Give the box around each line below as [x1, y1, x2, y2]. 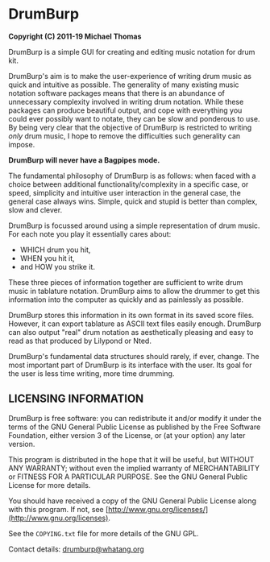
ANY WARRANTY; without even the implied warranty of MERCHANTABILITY [8, 463, 260, 473]
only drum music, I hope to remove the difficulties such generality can [8, 130, 241, 141]
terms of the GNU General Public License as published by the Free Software [8, 422, 261, 432]
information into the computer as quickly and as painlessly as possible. [8, 295, 244, 304]
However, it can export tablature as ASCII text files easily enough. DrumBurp [8, 319, 262, 329]
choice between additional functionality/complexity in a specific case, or [8, 179, 249, 189]
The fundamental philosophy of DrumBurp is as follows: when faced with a [8, 171, 256, 180]
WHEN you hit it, [19, 253, 75, 262]
